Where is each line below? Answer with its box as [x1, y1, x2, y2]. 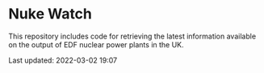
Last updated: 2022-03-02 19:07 [8, 55, 118, 65]
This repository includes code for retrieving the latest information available [8, 31, 257, 41]
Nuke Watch [8, 5, 93, 23]
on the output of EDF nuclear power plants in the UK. [8, 39, 184, 49]
